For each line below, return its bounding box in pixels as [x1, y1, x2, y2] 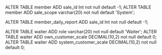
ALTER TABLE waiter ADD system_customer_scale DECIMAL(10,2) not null [5, 39, 157, 45]
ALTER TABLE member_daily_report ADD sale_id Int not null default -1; [5, 19, 149, 25]
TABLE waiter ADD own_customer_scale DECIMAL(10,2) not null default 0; [5, 34, 157, 40]
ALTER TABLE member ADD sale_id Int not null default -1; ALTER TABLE [5, 4, 152, 10]
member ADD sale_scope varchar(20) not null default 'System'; [5, 9, 135, 15]
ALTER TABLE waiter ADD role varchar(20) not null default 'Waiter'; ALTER [5, 29, 157, 34]
